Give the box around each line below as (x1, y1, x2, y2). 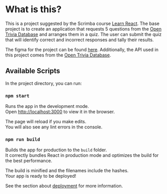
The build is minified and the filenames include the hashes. (5, 168, 129, 174)
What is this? (5, 4, 62, 15)
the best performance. (5, 158, 52, 164)
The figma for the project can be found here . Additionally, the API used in (5, 46, 159, 52)
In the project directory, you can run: (5, 80, 82, 86)
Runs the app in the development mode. (5, 103, 89, 109)
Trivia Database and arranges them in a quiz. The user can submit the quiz (5, 31, 162, 37)
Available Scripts (5, 67, 60, 75)
